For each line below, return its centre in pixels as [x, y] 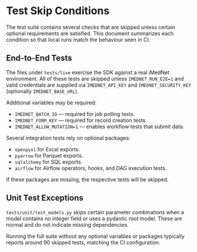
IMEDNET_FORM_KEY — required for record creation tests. [81, 120]
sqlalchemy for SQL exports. [49, 162]
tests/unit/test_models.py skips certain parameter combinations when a [95, 212]
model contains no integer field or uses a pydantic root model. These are [94, 218]
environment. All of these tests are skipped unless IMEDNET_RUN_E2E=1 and [95, 78]
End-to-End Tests [39, 58]
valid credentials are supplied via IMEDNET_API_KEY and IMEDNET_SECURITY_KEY [99, 85]
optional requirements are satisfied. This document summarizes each [90, 33]
